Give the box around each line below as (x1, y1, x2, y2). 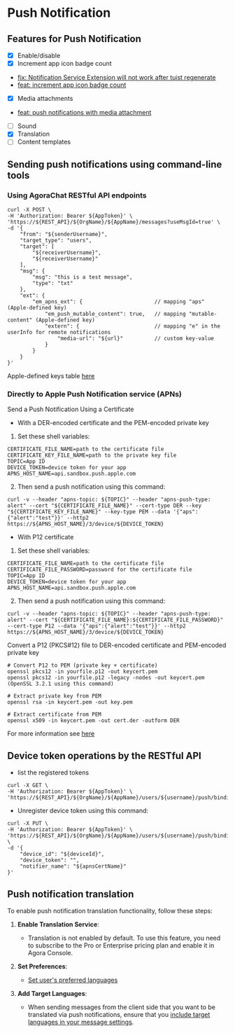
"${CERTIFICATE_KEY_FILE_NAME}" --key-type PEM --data (7, 508, 171, 515)
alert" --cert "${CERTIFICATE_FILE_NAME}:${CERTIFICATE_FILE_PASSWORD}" (7, 616, 224, 624)
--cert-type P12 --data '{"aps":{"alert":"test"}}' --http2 (7, 623, 187, 630)
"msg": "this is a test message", (32, 274, 133, 281)
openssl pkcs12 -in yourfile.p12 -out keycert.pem (7, 668, 158, 675)
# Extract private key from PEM (7, 693, 101, 700)
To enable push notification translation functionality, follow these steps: (7, 906, 213, 915)
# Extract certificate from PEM (7, 711, 101, 719)
